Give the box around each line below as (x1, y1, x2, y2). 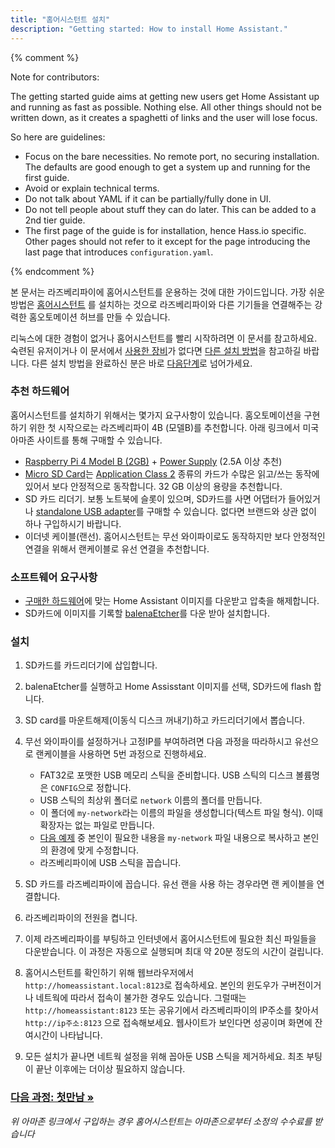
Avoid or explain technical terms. (24, 182, 160, 194)
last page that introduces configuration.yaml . (24, 246, 214, 258)
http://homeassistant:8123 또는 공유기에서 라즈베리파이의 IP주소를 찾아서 (24, 1004, 319, 1016)
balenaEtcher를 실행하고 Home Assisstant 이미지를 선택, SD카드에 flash (24, 681, 312, 693)
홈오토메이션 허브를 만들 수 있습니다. (28, 311, 171, 323)
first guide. (24, 171, 70, 183)
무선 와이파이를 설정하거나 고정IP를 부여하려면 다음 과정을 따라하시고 (24, 736, 293, 748)
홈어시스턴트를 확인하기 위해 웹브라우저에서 (24, 967, 195, 979)
